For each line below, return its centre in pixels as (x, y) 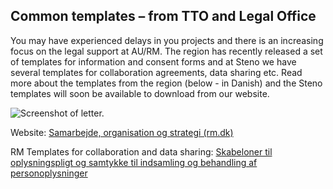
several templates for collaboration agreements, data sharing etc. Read (156, 72)
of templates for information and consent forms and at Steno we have (153, 61)
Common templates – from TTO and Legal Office (163, 16)
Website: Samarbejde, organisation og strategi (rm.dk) (122, 132)
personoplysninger (49, 173)
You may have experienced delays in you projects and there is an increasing (167, 40)
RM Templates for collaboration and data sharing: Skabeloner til (141, 151)
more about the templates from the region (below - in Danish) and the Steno (166, 83)
